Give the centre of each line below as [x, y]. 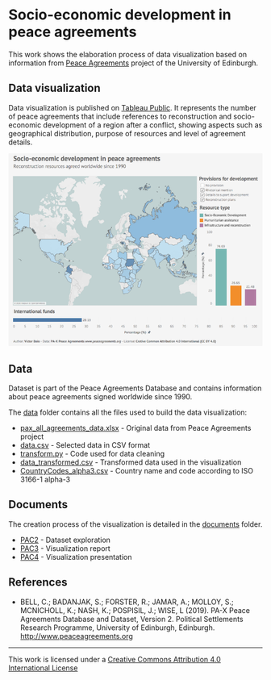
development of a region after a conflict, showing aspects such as [153, 125]
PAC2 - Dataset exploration [65, 540]
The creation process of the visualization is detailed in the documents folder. [135, 524]
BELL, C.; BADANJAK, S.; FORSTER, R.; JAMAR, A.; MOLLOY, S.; [127, 602]
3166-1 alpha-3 [45, 479]
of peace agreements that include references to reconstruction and [120, 116]
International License [43, 668]
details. [21, 142]
